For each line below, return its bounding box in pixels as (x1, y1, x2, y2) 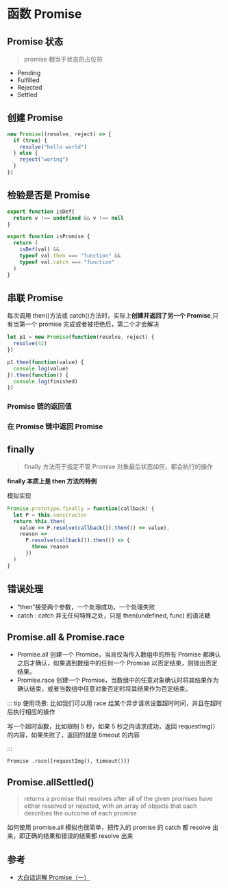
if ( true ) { (13, 137, 48, 144)
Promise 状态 (7, 36, 64, 47)
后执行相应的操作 (7, 708, 55, 716)
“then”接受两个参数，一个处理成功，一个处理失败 (16, 602, 155, 611)
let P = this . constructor (13, 511, 88, 518)
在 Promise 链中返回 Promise (7, 422, 103, 431)
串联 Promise (7, 292, 64, 303)
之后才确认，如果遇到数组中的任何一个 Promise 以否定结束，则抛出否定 (16, 659, 218, 668)
